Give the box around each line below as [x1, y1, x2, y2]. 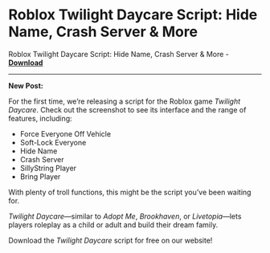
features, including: [8, 113, 72, 123]
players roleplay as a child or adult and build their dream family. [8, 219, 219, 230]
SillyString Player [19, 163, 77, 173]
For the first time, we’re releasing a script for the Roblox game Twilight [8, 96, 241, 106]
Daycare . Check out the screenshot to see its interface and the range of [8, 104, 247, 114]
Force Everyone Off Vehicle [19, 129, 111, 138]
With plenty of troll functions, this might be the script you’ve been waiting [8, 187, 252, 197]
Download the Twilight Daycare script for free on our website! [8, 235, 213, 245]
